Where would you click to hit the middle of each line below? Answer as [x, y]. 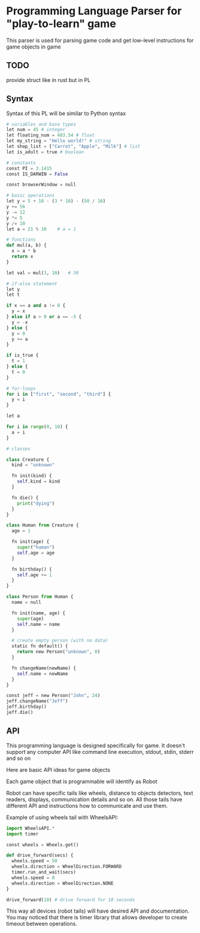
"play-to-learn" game [61, 24]
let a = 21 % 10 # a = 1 [41, 229]
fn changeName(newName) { [44, 668]
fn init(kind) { [32, 476]
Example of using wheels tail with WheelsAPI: [62, 817]
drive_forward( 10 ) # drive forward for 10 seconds [71, 899]
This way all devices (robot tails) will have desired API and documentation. [98, 911]
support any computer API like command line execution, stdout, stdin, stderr [100, 752]
